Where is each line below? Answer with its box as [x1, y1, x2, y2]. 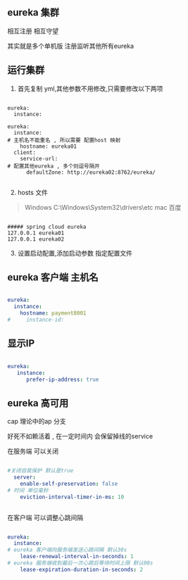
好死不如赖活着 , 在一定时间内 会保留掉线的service [7, 432, 153, 441]
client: [13, 149, 37, 156]
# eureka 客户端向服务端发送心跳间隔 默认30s [7, 546, 127, 554]
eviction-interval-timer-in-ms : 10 [20, 493, 125, 500]
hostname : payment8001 [20, 310, 87, 317]
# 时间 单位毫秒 [7, 486, 49, 494]
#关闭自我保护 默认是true [7, 467, 74, 474]
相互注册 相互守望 [7, 27, 58, 35]
